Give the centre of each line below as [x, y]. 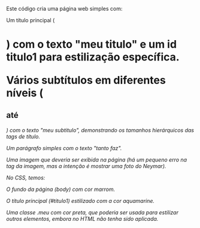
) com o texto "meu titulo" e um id [92, 45]
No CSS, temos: [26, 178]
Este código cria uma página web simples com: [64, 9]
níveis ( [25, 93]
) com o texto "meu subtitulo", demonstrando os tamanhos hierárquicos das [100, 130]
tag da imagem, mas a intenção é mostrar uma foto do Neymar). [86, 166]
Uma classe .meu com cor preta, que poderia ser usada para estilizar [92, 212]
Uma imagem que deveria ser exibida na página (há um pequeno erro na [97, 160]
